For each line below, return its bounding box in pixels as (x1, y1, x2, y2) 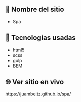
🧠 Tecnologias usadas (5, 33, 76, 42)
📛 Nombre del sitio (5, 5, 64, 14)
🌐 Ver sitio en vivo (5, 78, 64, 86)
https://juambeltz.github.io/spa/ (5, 91, 71, 97)
